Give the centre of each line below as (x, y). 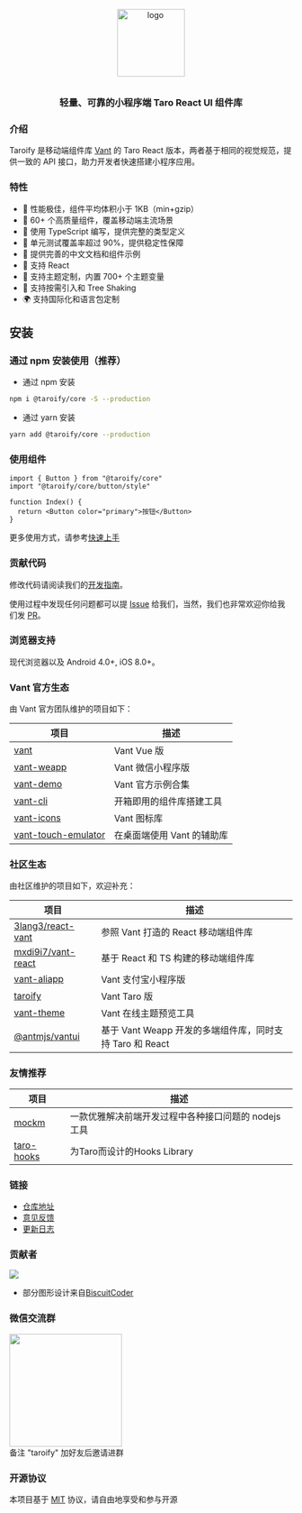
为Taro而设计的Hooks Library (132, 1151)
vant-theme (40, 1013)
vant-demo (38, 784)
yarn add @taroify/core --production (80, 435)
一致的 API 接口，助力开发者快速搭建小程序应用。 (108, 161)
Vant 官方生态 (40, 687)
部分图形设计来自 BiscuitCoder (78, 1293)
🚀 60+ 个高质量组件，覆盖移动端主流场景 (98, 220)
